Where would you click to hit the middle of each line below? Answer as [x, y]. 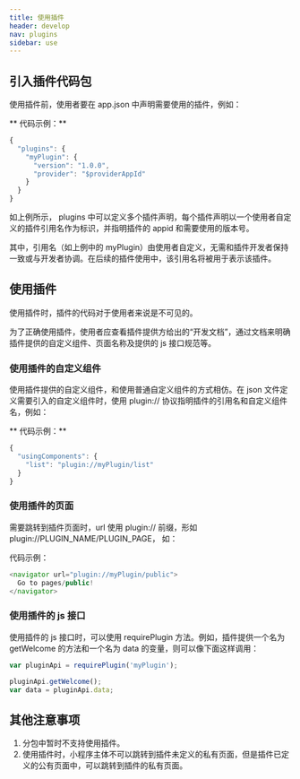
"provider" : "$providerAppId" [89, 174]
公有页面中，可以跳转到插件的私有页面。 [113, 766]
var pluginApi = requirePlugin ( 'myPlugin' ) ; [94, 665]
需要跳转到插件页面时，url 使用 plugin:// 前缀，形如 [103, 527]
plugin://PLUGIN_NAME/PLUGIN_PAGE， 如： [94, 538]
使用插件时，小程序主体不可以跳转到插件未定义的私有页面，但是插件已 [152, 755]
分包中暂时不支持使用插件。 [73, 743]
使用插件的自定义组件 [55, 368]
